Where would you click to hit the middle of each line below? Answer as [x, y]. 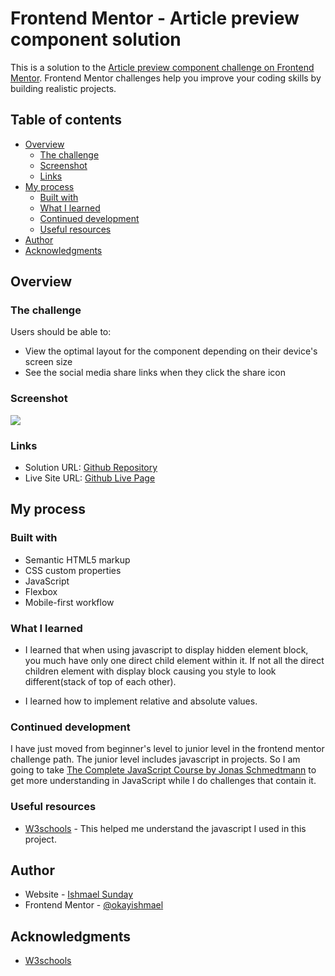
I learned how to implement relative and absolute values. [141, 701]
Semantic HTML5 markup [77, 559]
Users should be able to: [61, 332]
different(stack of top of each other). [100, 682]
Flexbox [41, 591]
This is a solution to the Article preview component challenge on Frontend [162, 67]
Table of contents [66, 120]
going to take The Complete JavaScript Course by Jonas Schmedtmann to [163, 770]
